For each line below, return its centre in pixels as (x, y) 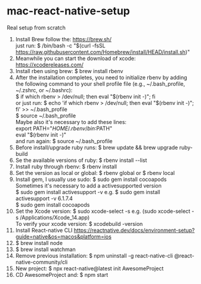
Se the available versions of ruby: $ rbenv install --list (81, 160)
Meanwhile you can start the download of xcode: (75, 58)
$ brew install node (39, 243)
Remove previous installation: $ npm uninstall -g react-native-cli (94, 255)
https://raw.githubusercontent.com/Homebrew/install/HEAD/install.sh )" (103, 52)
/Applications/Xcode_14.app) (55, 217)
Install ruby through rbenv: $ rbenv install (66, 167)
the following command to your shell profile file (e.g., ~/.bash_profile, (100, 84)
